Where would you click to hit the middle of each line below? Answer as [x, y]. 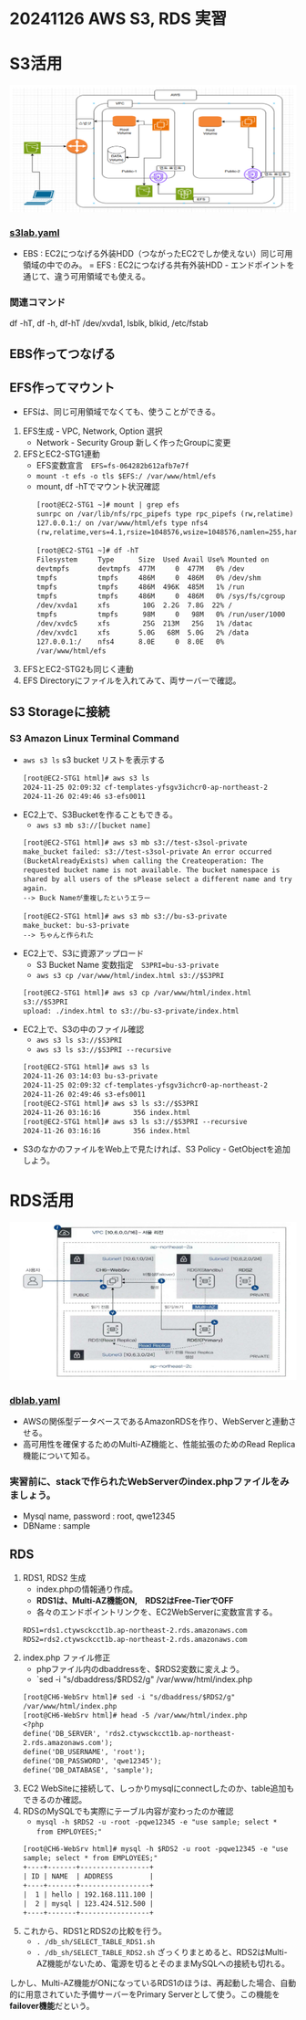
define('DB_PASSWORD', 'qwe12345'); [92, 1761]
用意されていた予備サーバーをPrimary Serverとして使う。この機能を [153, 1994]
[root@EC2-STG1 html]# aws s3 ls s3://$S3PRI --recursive [135, 1121]
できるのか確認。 [55, 1799]
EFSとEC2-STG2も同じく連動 [78, 668]
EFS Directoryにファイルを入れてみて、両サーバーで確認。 [132, 680]
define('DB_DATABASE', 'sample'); [88, 1770]
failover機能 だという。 [52, 2005]
